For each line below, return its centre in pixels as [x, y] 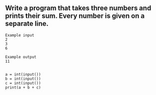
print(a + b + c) [23, 87]
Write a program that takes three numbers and [78, 8]
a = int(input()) [23, 74]
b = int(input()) [23, 79]
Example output [21, 57]
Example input [20, 35]
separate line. [27, 24]
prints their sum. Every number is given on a [75, 16]
